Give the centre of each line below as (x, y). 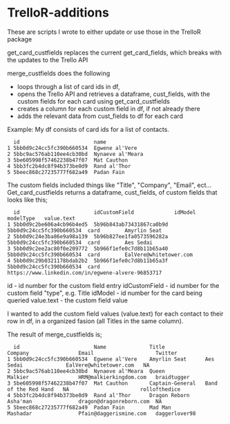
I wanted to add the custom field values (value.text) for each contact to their (115, 314)
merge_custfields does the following (59, 73)
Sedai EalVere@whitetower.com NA (78, 365)
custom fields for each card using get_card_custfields (94, 101)
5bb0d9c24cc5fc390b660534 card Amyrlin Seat (85, 230)
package (20, 39)
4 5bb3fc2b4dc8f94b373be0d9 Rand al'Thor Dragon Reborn (98, 395)
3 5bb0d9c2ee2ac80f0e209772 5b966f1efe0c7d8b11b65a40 (88, 249)
